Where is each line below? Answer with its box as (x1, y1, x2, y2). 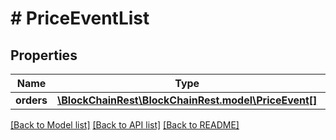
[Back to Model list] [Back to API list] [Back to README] (10, 119, 240, 131)
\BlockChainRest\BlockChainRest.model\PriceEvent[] (57, 93, 318, 107)
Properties (10, 47, 78, 64)
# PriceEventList (10, 7, 150, 30)
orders (15, 93, 48, 107)
